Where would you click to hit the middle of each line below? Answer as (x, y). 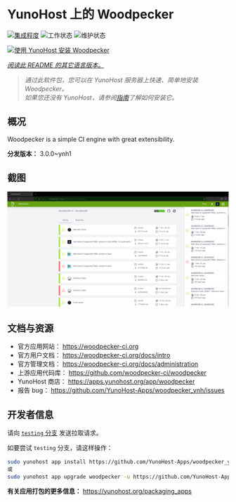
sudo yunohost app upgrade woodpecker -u (69, 477)
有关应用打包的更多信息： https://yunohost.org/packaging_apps (99, 491)
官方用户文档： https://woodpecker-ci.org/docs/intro (94, 355)
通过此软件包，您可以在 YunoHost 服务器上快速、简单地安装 (111, 80)
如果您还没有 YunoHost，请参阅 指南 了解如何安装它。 (101, 97)
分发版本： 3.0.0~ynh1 (39, 153)
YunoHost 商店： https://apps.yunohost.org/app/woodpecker (106, 382)
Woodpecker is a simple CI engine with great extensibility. (91, 139)
